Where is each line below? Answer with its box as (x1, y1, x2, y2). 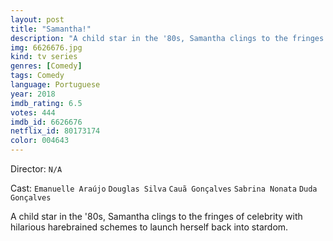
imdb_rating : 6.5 (10, 98, 83, 108)
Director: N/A (10, 163, 63, 175)
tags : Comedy (10, 71, 65, 81)
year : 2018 (10, 89, 56, 99)
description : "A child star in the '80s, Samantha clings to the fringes (10, 33, 325, 43)
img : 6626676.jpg (10, 42, 83, 53)
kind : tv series (10, 52, 78, 62)
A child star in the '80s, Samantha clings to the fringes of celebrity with (10, 211, 303, 222)
